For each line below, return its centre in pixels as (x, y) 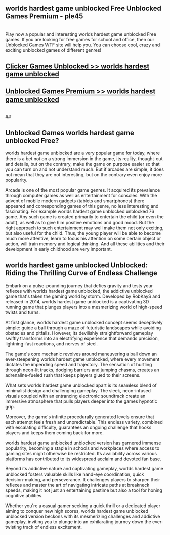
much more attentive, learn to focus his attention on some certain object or (83, 238)
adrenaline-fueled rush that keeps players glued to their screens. (73, 375)
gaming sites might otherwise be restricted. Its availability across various (81, 453)
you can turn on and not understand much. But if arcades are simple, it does (85, 169)
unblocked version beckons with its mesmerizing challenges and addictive (83, 516)
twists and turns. (23, 312)
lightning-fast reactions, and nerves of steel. (51, 344)
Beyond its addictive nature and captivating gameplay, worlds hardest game (84, 468)
